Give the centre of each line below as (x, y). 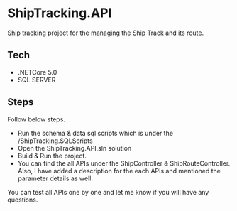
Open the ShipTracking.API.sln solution (75, 148)
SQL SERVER (37, 80)
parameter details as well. (55, 178)
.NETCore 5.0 (37, 72)
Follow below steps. (37, 119)
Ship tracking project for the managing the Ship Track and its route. (106, 33)
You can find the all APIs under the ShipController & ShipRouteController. (124, 163)
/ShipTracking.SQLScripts (55, 141)
